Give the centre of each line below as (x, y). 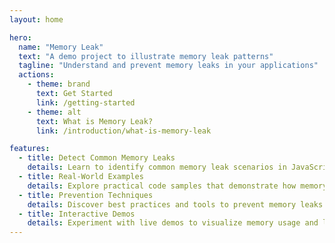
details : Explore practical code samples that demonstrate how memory (177, 186)
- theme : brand (59, 84)
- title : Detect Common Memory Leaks (97, 158)
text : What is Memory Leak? (94, 121)
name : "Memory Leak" (61, 47)
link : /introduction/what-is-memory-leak (123, 131)
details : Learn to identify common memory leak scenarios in (157, 167)
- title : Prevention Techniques (86, 195)
